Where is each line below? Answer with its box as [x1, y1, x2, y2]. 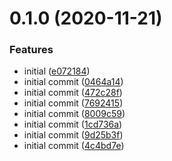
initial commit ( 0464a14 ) [23, 76, 124, 88]
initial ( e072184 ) [23, 65, 91, 77]
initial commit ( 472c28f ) [23, 87, 123, 99]
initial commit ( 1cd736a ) [23, 118, 123, 131]
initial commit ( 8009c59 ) [23, 108, 126, 120]
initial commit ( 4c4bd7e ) [23, 140, 125, 152]
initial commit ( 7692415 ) [23, 97, 124, 109]
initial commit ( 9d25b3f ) [23, 129, 124, 141]
